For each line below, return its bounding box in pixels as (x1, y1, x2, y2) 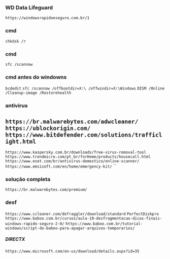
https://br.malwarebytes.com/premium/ (5, 187, 87, 192)
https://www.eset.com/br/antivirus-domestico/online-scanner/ (5, 158, 140, 163)
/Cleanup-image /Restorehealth (5, 91, 72, 96)
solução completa (5, 176, 51, 183)
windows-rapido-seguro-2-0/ (5, 221, 65, 226)
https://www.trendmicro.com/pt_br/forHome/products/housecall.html (5, 154, 151, 159)
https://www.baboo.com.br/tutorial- (65, 221, 143, 226)
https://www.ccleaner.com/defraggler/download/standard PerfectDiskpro (5, 211, 159, 217)
